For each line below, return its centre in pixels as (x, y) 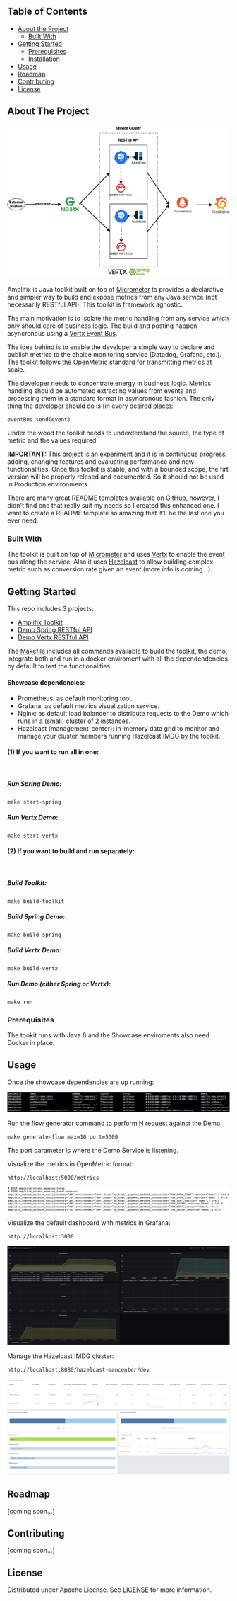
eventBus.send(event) (39, 420)
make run (20, 1002)
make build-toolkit (36, 901)
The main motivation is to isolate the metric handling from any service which (118, 319)
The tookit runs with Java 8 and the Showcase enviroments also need (109, 1035)
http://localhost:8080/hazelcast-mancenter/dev (79, 1370)
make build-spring (34, 935)
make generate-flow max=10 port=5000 (63, 1137)
